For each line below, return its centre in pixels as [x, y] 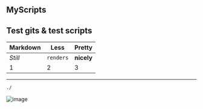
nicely [83, 58]
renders [58, 58]
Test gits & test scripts [49, 31]
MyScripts [26, 10]
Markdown [25, 48]
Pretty [83, 48]
